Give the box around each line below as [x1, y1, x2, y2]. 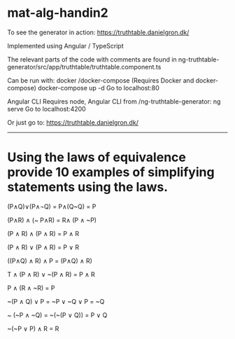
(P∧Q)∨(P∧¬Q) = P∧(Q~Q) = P [7, 202, 97, 211]
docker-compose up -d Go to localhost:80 [38, 83, 159, 92]
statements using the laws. [7, 179, 169, 195]
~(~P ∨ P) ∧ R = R [7, 324, 59, 333]
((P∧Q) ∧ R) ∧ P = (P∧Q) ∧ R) [7, 256, 92, 265]
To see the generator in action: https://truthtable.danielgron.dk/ [7, 28, 190, 36]
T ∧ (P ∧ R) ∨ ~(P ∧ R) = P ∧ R [7, 270, 96, 278]
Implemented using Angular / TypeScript [7, 41, 124, 50]
